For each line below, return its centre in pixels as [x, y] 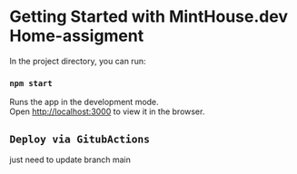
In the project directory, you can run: [78, 61]
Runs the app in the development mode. [84, 102]
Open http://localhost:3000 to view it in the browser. [107, 111]
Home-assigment [77, 36]
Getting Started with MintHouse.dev [149, 17]
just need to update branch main [70, 159]
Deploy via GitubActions [80, 139]
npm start [31, 83]
